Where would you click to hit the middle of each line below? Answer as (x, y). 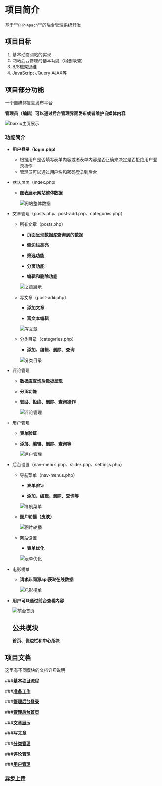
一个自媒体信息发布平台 (29, 103)
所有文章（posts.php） (43, 224)
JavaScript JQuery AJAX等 (40, 73)
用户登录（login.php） (35, 149)
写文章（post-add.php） (44, 297)
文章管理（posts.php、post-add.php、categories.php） (68, 213)
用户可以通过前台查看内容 (38, 600)
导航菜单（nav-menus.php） (48, 475)
